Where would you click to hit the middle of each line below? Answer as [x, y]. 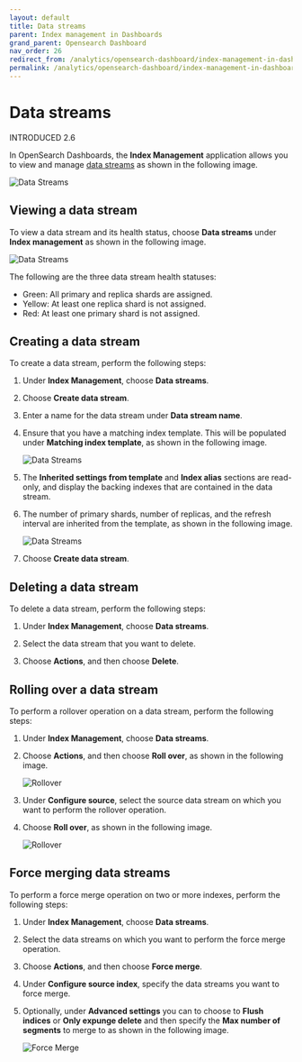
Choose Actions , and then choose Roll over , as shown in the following [153, 756]
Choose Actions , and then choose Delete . [101, 661]
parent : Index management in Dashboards [86, 34]
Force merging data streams [90, 873]
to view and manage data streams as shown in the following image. [133, 164]
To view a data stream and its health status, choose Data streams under [143, 232]
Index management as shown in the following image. [108, 242]
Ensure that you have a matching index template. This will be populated [154, 433]
